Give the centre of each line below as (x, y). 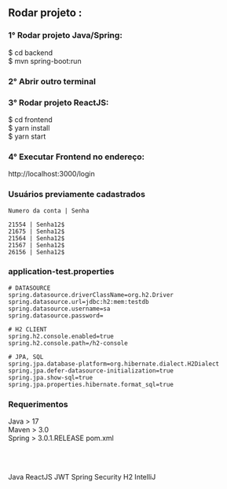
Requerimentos (38, 404)
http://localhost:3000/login (52, 174)
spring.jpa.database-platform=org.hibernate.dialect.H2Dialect (114, 364)
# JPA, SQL (26, 357)
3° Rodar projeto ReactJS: (59, 102)
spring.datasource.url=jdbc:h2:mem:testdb (79, 302)
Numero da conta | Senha (49, 211)
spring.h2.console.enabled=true (61, 336)
